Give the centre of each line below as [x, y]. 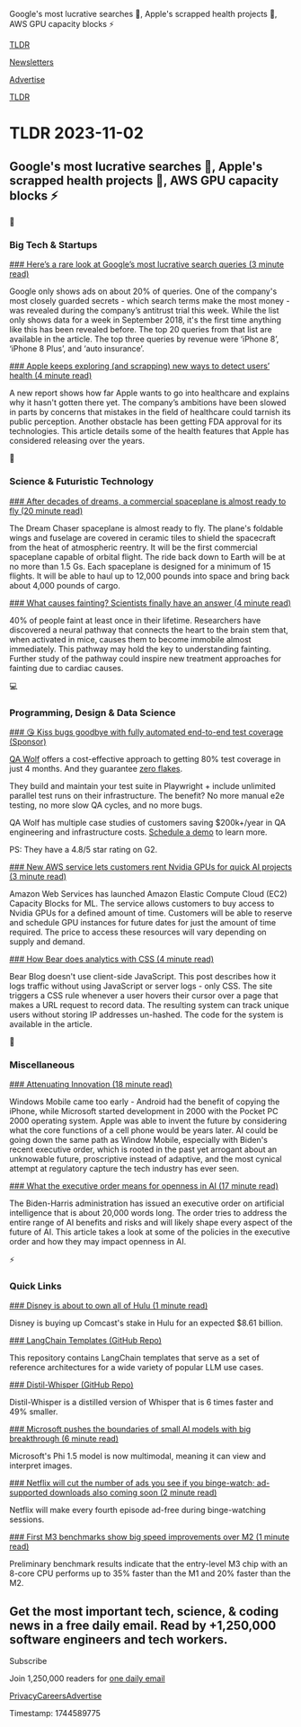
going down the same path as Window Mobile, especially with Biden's [138, 1140]
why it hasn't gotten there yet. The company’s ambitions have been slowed [148, 403]
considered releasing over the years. [77, 441]
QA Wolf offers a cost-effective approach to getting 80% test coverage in [145, 758]
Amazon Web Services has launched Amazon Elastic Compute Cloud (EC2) [148, 893]
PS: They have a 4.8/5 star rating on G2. [84, 849]
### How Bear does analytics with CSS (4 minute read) [111, 959]
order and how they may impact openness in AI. [98, 1242]
